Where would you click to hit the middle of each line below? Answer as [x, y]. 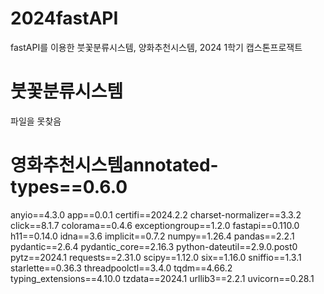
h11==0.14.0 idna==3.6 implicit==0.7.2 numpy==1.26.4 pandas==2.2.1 [152, 236]
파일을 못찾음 [36, 121]
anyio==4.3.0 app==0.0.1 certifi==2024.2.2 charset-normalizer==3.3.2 [156, 214]
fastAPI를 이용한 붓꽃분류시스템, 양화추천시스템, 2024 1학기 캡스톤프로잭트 [156, 47]
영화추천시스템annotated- [114, 165]
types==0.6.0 [69, 187]
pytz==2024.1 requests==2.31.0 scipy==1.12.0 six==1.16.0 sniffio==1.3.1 [156, 257]
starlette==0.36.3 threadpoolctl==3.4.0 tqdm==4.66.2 [121, 268]
